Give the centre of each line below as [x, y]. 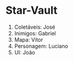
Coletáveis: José [35, 27]
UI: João [24, 52]
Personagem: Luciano [41, 46]
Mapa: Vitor [29, 39]
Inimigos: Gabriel [35, 33]
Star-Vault [32, 10]
